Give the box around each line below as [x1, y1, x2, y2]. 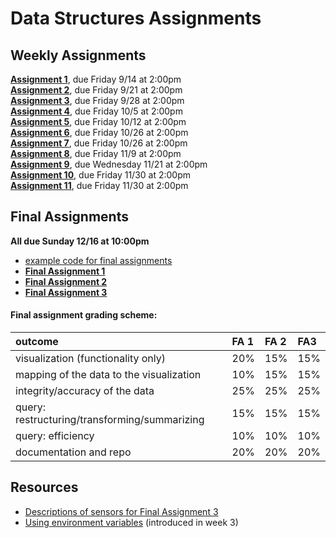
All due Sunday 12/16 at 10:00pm [10, 235, 150, 247]
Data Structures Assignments [10, 7, 262, 30]
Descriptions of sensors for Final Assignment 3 [24, 505, 219, 517]
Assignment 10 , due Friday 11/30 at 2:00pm [10, 169, 192, 181]
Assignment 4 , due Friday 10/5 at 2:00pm [10, 105, 183, 117]
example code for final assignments [24, 254, 173, 266]
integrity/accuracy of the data [15, 384, 155, 398]
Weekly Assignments [10, 47, 147, 64]
